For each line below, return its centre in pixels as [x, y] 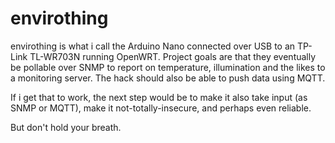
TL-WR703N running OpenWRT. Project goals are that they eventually [173, 56]
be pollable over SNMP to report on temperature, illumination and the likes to [168, 67]
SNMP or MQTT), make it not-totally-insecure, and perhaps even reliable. [161, 108]
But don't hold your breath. [66, 127]
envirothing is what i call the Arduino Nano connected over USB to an [153, 46]
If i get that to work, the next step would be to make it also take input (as [159, 97]
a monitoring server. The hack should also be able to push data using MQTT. [168, 78]
